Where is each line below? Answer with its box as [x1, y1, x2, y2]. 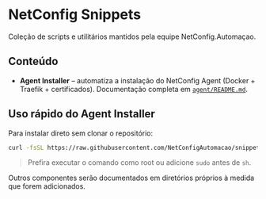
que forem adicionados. [8, 182, 85, 191]
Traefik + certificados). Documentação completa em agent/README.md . [19, 84, 248, 94]
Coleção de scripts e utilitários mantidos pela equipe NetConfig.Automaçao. [8, 32, 256, 41]
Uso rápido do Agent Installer [8, 107, 156, 121]
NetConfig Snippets [8, 6, 141, 24]
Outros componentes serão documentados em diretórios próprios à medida [8, 173, 255, 183]
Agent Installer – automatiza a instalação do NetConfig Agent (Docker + [19, 75, 256, 85]
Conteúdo [8, 55, 59, 68]
